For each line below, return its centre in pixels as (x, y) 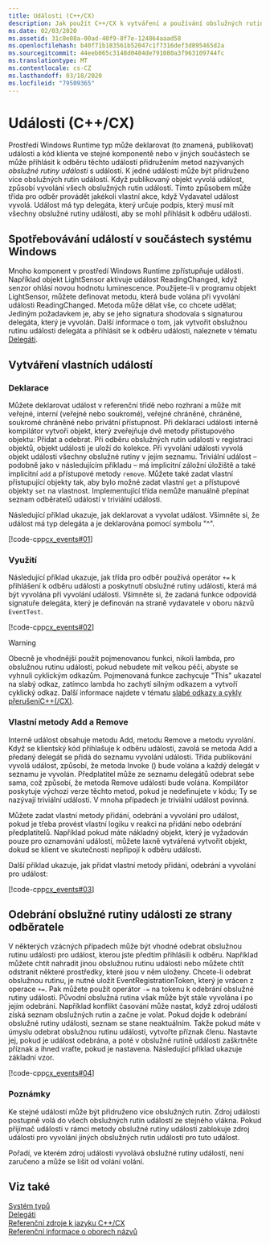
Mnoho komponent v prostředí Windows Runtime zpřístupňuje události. (126, 271)
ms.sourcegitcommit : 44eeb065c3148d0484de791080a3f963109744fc (117, 53)
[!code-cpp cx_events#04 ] (51, 1073)
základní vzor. (31, 1058)
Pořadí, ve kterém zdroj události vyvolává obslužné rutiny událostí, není (126, 1153)
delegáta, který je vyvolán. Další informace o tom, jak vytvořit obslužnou (128, 322)
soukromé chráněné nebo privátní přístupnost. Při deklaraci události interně (133, 422)
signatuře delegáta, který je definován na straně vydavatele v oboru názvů (131, 603)
